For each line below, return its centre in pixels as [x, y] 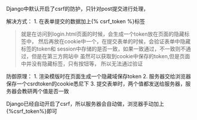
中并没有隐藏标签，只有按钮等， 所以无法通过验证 [82, 64]
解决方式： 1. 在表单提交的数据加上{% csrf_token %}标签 [76, 21]
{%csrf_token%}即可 [32, 111]
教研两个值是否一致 [45, 91]
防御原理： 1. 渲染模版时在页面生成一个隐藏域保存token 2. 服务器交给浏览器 [98, 76]
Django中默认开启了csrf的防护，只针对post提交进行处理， [78, 9]
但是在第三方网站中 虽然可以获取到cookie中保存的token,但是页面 [111, 56]
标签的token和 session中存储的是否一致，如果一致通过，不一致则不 [103, 49]
